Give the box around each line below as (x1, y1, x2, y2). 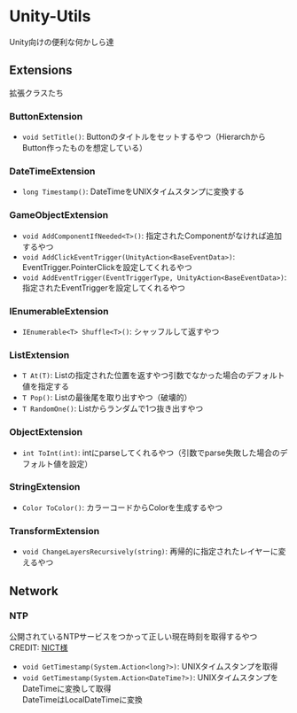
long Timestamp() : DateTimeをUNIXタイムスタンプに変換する (21, 186, 246, 197)
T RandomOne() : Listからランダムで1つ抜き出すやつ (21, 403, 204, 414)
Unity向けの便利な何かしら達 (9, 36, 114, 47)
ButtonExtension (9, 110, 83, 122)
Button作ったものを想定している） (21, 143, 148, 153)
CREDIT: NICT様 (9, 642, 68, 653)
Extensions (9, 63, 73, 78)
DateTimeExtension (9, 165, 96, 177)
